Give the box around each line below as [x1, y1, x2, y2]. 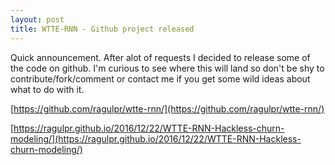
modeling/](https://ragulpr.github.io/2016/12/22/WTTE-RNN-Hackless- [10, 132, 302, 145]
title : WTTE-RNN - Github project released [10, 24, 195, 34]
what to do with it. [10, 83, 85, 95]
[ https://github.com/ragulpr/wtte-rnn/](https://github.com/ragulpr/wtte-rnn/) [10, 102, 325, 115]
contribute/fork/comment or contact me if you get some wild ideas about [10, 72, 311, 85]
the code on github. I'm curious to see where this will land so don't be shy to [10, 62, 325, 74]
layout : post [10, 14, 65, 25]
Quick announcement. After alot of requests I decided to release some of [10, 51, 311, 63]
